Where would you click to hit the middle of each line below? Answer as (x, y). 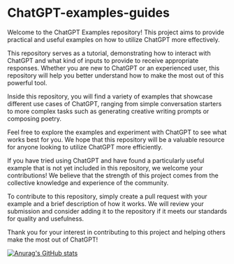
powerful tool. (27, 82)
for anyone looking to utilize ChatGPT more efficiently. (85, 147)
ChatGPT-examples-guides (88, 13)
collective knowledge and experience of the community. (88, 182)
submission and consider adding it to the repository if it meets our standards (117, 211)
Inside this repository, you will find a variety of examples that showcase (110, 96)
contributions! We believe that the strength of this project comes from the (113, 175)
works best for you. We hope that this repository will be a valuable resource (116, 139)
